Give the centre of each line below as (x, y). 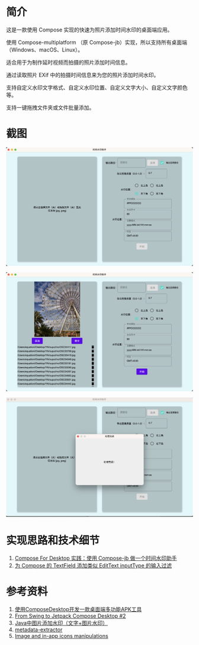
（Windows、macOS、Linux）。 (45, 50)
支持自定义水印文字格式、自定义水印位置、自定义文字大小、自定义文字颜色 (97, 87)
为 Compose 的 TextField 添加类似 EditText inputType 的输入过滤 (93, 566)
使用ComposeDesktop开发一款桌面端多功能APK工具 (78, 609)
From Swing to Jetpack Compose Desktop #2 (70, 616)
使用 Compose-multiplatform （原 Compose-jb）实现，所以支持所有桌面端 (97, 42)
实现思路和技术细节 (53, 541)
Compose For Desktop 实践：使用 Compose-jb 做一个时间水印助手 (96, 558)
